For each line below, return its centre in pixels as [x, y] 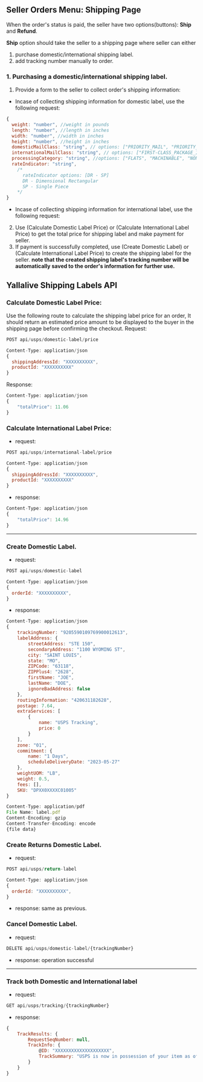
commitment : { [35, 751]
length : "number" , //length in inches [61, 130]
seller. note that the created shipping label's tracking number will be [102, 260]
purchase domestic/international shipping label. [74, 54]
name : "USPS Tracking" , [68, 723]
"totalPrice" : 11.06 [43, 407]
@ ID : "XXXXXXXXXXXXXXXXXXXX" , [76, 1051]
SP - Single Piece [45, 186]
